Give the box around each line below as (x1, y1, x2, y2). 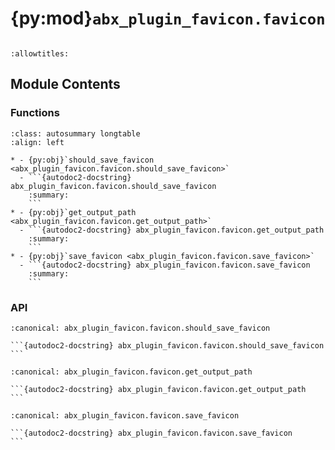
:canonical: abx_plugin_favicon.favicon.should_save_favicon (10, 323, 271, 333)
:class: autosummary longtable (10, 128, 141, 139)
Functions (10, 106, 60, 120)
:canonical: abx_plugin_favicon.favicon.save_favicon (10, 410, 240, 421)
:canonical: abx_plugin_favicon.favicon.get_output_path (10, 367, 253, 377)
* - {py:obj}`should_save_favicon (10, 155, 155, 165)
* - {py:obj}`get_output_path (10, 207, 137, 217)
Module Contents (10, 76, 121, 93)
